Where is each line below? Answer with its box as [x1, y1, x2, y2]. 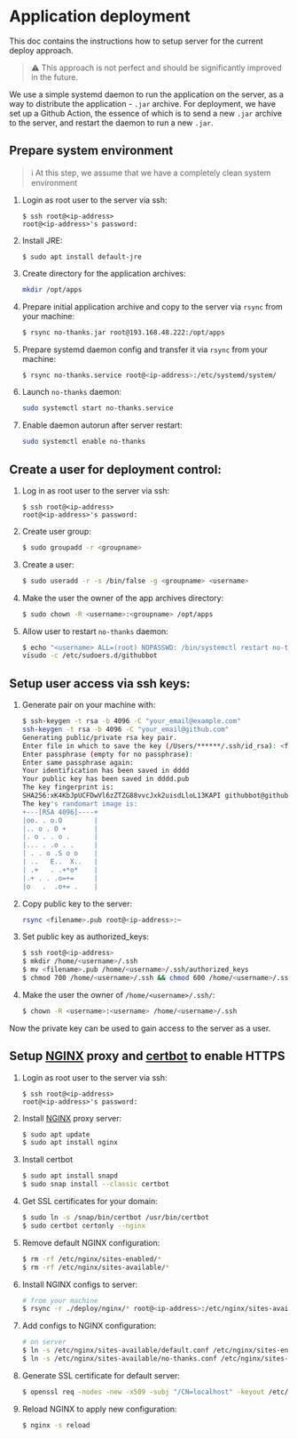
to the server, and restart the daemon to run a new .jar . [9, 117, 214, 128]
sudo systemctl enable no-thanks [21, 438, 146, 446]
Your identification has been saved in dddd [21, 767, 190, 776]
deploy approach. [9, 44, 74, 55]
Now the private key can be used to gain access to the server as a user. [9, 1023, 271, 1033]
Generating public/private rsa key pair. [21, 733, 177, 742]
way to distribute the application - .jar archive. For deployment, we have [9, 98, 277, 109]
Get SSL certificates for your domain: [21, 1196, 158, 1207]
